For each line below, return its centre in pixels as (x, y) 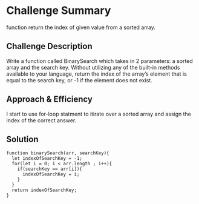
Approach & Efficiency (49, 100)
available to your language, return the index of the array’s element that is (97, 74)
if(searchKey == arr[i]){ (50, 169)
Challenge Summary (59, 11)
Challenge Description (49, 46)
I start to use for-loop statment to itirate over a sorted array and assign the (99, 114)
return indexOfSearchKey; (44, 190)
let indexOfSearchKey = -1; (47, 159)
